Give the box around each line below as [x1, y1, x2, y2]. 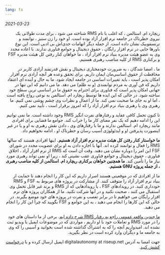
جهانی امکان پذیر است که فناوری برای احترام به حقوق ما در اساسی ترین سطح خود [9, 86, 160, 92]
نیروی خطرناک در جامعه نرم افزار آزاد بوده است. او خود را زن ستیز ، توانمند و [19, 35, 160, 41]
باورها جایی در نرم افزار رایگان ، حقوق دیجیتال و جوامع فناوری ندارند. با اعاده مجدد [10, 46, 160, 52]
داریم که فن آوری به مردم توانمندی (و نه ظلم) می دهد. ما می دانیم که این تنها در [14, 82, 160, 87]
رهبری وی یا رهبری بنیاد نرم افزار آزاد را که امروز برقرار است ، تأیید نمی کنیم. [19, 102, 160, 108]
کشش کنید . [139, 244, 160, 250]
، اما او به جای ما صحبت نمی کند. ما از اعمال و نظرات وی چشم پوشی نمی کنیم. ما [9, 97, 160, 103]
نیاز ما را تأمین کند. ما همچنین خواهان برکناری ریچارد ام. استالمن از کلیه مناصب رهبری [5, 158, 160, 164]
